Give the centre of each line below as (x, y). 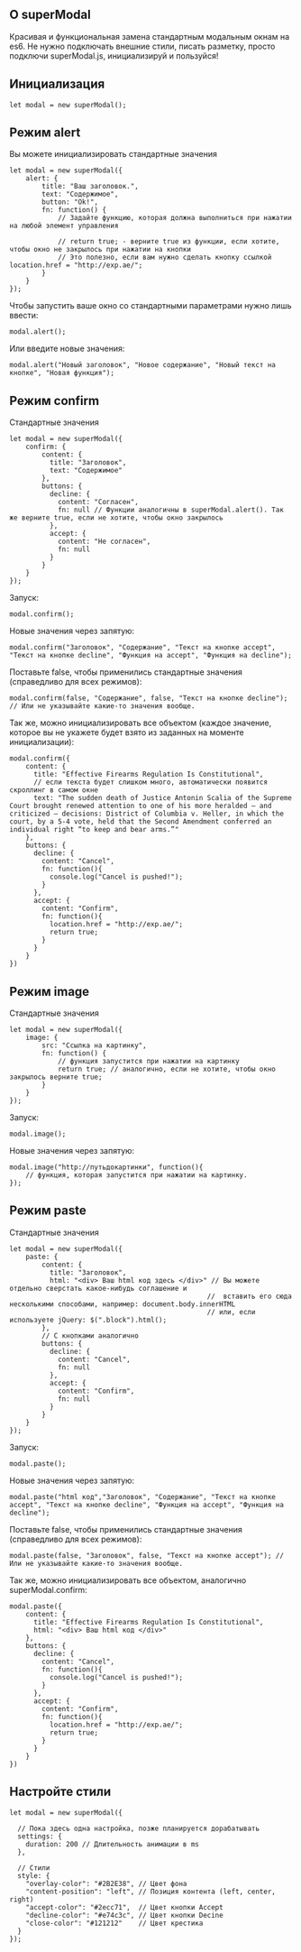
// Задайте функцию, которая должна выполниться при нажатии (175, 218)
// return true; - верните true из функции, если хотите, (169, 242)
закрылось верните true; (56, 1077)
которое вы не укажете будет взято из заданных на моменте (127, 732)
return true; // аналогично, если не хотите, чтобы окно (167, 1069)
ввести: (24, 316)
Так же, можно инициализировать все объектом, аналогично (128, 1580)
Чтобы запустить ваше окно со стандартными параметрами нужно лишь (150, 306)
